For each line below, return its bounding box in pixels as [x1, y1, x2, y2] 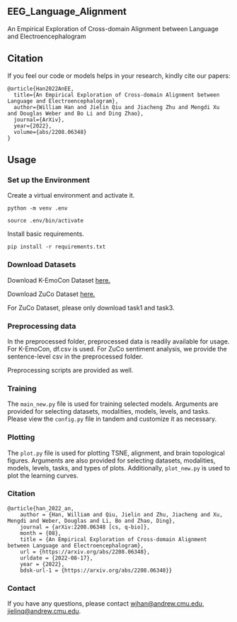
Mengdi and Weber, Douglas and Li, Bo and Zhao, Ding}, [7, 517, 175, 524]
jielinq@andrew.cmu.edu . [7, 607, 81, 616]
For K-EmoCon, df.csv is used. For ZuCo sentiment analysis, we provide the [7, 344, 228, 353]
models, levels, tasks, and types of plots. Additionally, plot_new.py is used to [7, 463, 231, 472]
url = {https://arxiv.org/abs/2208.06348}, [20, 548, 151, 555]
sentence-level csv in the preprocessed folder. [7, 352, 144, 361]
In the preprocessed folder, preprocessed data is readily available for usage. [7, 337, 230, 346]
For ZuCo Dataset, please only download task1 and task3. [7, 303, 175, 312]
